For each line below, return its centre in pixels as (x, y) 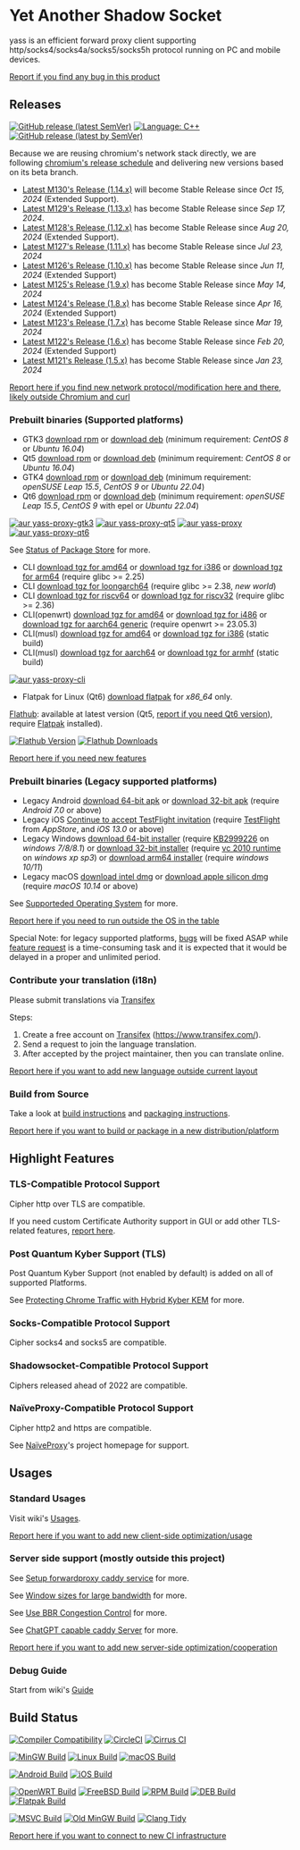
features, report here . (76, 1231)
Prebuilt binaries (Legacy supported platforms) (113, 781)
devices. (25, 59)
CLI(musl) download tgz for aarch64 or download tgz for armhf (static (150, 652)
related (22, 1231)
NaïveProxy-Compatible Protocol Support (101, 1409)
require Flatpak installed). (56, 724)
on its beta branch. (44, 172)
